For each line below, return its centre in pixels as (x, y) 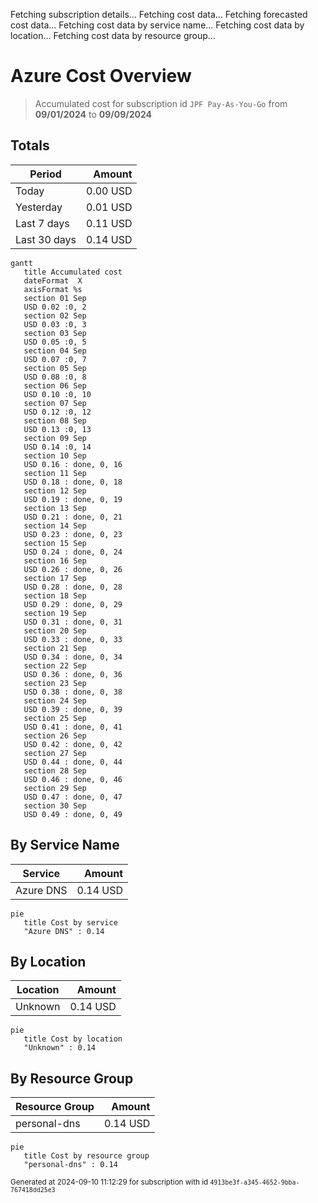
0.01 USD (109, 207)
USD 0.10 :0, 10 (57, 394)
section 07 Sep (55, 403)
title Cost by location (73, 1039)
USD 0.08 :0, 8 (55, 377)
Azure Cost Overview (101, 76)
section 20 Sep (55, 630)
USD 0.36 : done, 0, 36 (73, 674)
